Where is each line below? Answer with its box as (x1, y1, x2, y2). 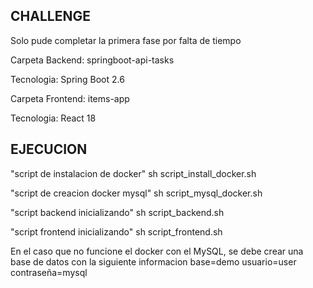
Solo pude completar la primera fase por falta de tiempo (10, 34, 242, 46)
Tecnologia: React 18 (10, 112, 97, 124)
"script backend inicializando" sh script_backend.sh (10, 206, 225, 218)
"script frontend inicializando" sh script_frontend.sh (10, 225, 223, 238)
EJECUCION (10, 141, 88, 158)
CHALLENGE (10, 8, 91, 25)
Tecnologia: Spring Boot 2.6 (10, 73, 125, 85)
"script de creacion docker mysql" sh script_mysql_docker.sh (10, 187, 263, 199)
